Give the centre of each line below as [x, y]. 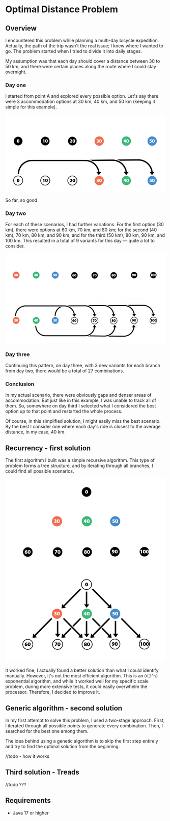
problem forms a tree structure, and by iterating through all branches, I [79, 466]
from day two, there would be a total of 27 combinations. [65, 371]
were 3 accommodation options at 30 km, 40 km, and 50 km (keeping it [80, 102]
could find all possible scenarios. [40, 471]
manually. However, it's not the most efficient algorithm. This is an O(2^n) [82, 676]
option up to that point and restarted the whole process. [64, 412]
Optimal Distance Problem [62, 9]
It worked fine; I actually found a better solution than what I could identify [82, 670]
